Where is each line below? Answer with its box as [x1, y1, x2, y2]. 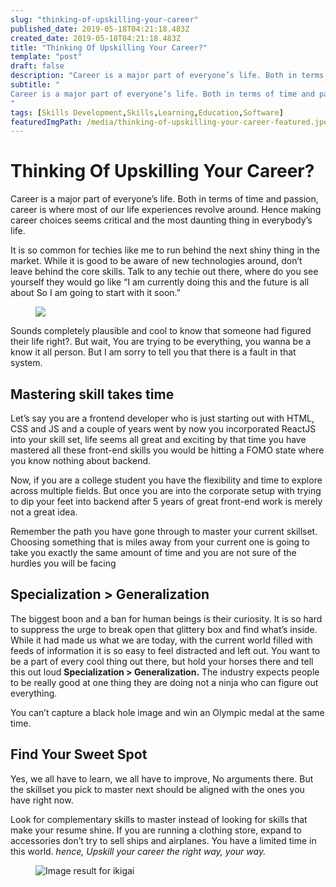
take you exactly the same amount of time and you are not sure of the [10, 547, 297, 558]
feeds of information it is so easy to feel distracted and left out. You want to [10, 644, 321, 656]
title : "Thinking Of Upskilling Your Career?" [10, 42, 208, 53]
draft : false [10, 61, 65, 71]
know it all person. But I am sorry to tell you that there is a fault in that [10, 346, 297, 358]
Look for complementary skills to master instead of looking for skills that [10, 813, 308, 825]
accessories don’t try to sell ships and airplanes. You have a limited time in [10, 834, 317, 846]
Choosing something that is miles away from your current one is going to [10, 536, 310, 548]
